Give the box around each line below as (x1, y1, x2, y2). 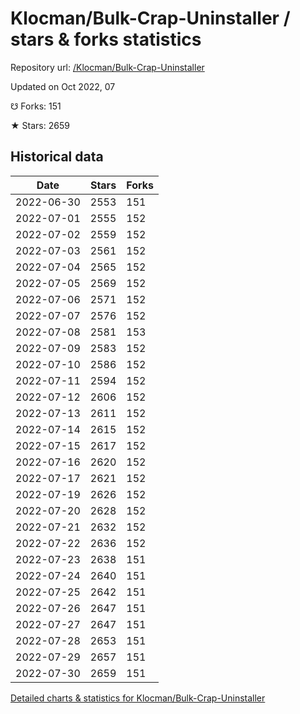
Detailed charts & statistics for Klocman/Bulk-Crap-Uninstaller (10, 692, 266, 704)
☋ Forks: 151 (10, 100, 62, 112)
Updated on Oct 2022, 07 (10, 80, 116, 92)
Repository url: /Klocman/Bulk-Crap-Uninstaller (10, 61, 205, 73)
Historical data (10, 148, 104, 166)
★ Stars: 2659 (10, 119, 70, 131)
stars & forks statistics (10, 28, 202, 51)
